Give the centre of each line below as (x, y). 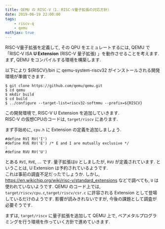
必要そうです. (19, 205)
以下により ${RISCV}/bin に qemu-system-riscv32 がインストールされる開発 (83, 70)
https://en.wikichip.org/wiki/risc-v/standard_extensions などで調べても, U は (82, 180)
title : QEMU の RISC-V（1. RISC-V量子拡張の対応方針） (58, 10)
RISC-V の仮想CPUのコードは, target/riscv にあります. (62, 119)
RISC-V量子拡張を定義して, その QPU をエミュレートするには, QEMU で (78, 47)
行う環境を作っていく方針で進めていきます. (66, 222)
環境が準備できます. (25, 76)
